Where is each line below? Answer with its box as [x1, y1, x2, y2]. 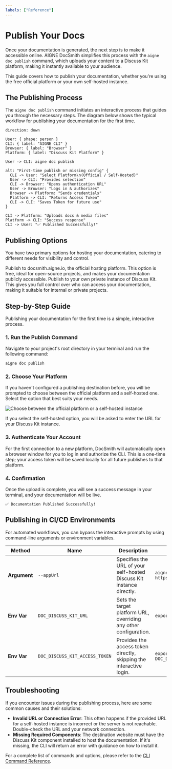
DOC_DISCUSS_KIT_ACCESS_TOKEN [38, 653, 112, 659]
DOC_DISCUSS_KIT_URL [38, 612, 88, 618]
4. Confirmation [5, 475, 46, 482]
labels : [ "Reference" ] [5, 7, 54, 13]
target [116, 602, 131, 609]
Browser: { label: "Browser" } [5, 146, 72, 151]
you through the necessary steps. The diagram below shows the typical [5, 112, 157, 119]
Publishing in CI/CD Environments [5, 516, 116, 524]
